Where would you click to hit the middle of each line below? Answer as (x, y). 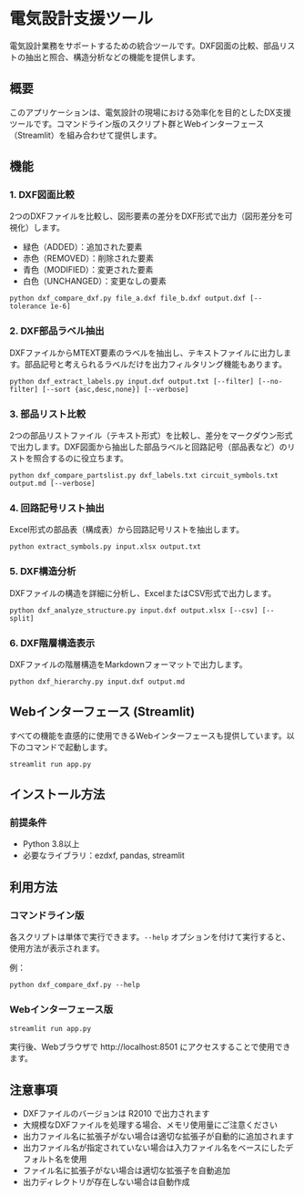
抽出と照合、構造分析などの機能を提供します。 (112, 57)
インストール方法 (57, 794)
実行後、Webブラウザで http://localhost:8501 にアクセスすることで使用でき (150, 1047)
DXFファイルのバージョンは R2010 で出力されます (116, 1114)
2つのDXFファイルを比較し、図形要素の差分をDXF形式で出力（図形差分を (147, 216)
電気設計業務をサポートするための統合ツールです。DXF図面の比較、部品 (145, 46)
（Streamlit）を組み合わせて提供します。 (86, 135)
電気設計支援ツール (81, 19)
